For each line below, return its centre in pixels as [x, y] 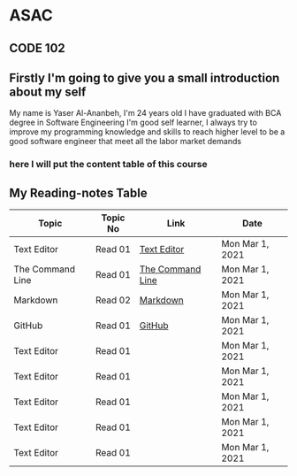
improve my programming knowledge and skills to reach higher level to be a [147, 132]
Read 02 [113, 300]
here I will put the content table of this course [108, 165]
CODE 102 [38, 48]
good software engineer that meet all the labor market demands [125, 142]
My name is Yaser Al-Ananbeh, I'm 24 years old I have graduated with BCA [145, 113]
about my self [48, 92]
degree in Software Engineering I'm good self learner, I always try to [133, 123]
